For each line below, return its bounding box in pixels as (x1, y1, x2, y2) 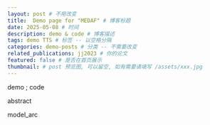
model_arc (7, 110, 38, 119)
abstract (7, 97, 32, 105)
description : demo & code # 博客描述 (7, 30, 115, 38)
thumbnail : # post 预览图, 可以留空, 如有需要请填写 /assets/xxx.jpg (7, 63, 203, 70)
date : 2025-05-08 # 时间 (7, 23, 79, 31)
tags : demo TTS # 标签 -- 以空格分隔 (7, 37, 112, 44)
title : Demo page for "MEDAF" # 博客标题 (7, 17, 131, 24)
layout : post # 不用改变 (7, 10, 77, 18)
